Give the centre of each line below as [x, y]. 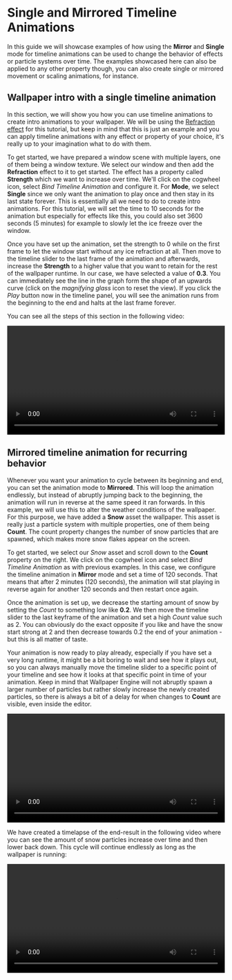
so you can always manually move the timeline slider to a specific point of [112, 667]
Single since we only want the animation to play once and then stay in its [111, 194]
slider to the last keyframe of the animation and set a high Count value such [115, 617]
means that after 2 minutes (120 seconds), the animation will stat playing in [114, 581]
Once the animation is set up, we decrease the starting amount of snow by [113, 602]
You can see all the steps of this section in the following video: [96, 316]
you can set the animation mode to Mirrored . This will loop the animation [110, 487]
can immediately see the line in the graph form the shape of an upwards [109, 281]
